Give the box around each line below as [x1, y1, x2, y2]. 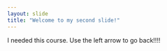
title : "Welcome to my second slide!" [7, 17, 120, 24]
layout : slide [7, 10, 49, 17]
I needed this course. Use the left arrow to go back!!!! [7, 36, 161, 44]
